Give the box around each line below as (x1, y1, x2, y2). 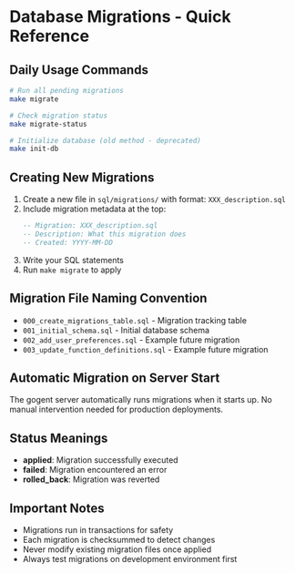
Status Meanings (9, 430, 108, 445)
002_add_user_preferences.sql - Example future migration (22, 334, 240, 345)
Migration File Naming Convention (9, 291, 208, 306)
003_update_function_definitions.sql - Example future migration (22, 343, 269, 354)
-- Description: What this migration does (22, 230, 187, 239)
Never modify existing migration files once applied (22, 544, 212, 555)
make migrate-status (9, 119, 88, 128)
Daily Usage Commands (9, 62, 148, 77)
